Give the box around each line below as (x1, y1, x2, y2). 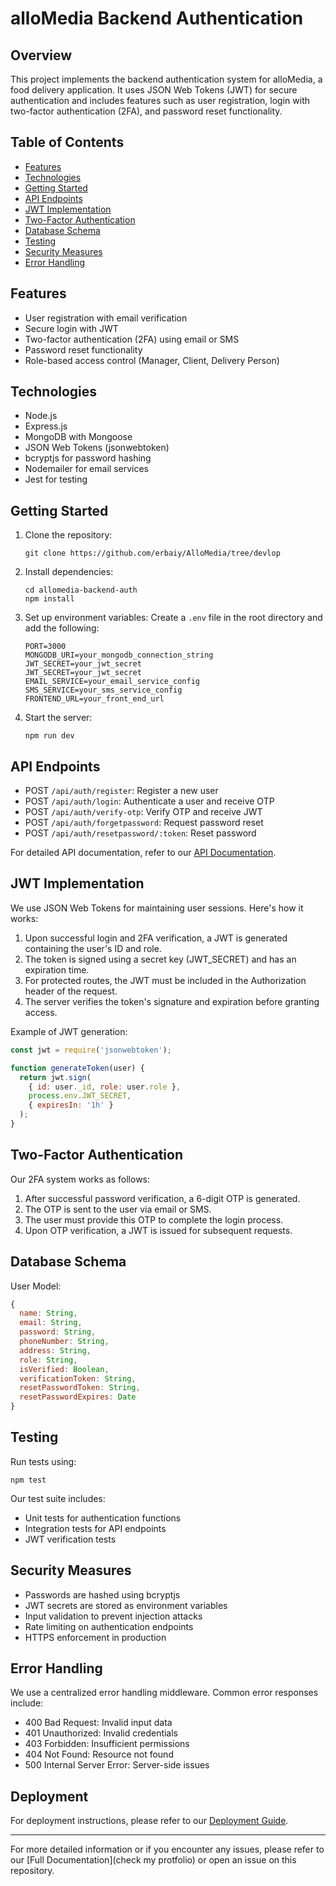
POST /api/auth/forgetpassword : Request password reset (24, 817, 264, 829)
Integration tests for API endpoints (24, 1522, 167, 1534)
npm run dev (24, 731, 75, 741)
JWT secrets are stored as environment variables (24, 1599, 228, 1611)
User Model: (10, 1280, 62, 1292)
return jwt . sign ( (19, 1072, 92, 1082)
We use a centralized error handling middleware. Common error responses (10, 1687, 319, 1699)
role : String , (19, 1355, 78, 1365)
